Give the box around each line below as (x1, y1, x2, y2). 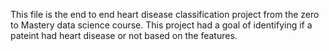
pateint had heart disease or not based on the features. (10, 30, 238, 41)
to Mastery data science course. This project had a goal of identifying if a (10, 19, 313, 31)
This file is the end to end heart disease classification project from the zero (10, 9, 320, 20)
